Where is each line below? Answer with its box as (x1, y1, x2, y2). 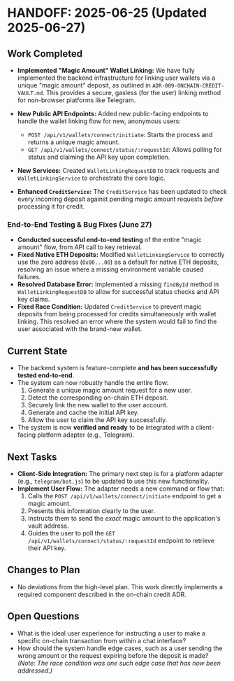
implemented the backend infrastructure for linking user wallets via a (17, 73, 216, 82)
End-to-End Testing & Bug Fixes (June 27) (7, 219, 152, 229)
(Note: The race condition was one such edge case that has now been (17, 659, 221, 667)
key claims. (17, 295, 50, 304)
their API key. (27, 544, 66, 552)
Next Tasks (7, 451, 57, 463)
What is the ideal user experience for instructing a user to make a (17, 629, 206, 638)
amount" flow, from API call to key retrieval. (17, 243, 142, 251)
